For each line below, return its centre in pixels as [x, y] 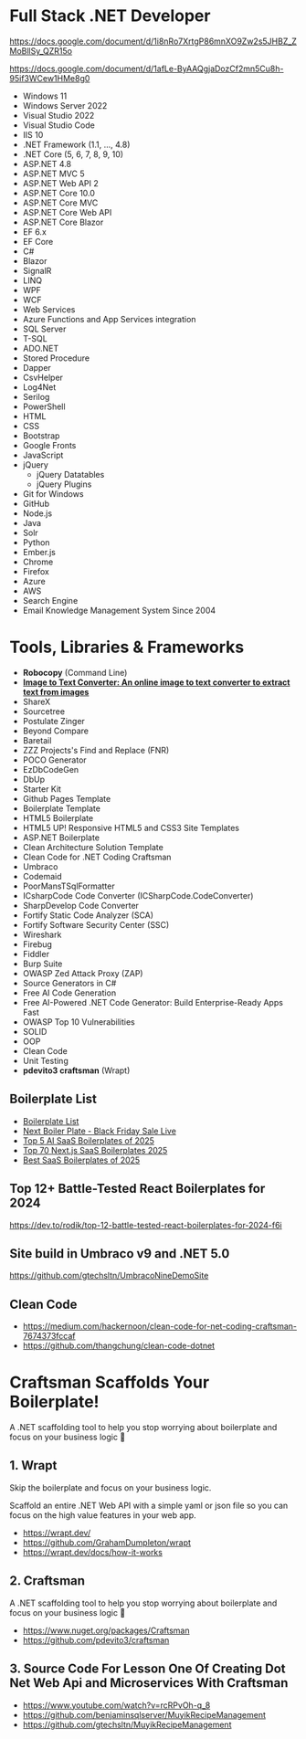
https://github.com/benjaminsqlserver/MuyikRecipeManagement [144, 1714]
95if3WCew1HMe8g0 [50, 78]
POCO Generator [54, 760]
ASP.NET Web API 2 [60, 183]
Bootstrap [41, 436]
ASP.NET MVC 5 [53, 174]
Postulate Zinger [53, 721]
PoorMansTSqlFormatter [69, 886]
